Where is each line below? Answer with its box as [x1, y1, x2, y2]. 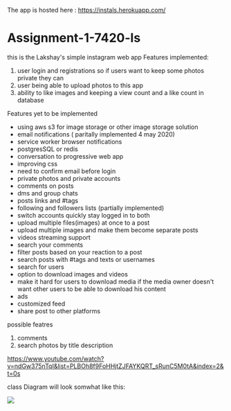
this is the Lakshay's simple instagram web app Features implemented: [7, 53, 209, 61]
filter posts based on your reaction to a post [17, 247, 142, 256]
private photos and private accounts [17, 174, 121, 182]
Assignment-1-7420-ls [7, 30, 141, 46]
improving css [17, 159, 58, 168]
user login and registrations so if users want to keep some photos [17, 66, 205, 75]
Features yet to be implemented [7, 109, 98, 117]
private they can [17, 73, 64, 82]
